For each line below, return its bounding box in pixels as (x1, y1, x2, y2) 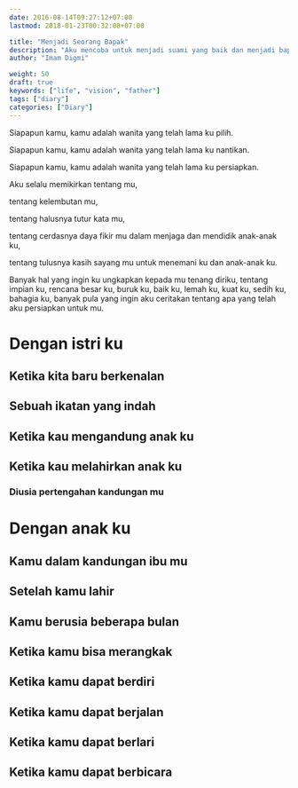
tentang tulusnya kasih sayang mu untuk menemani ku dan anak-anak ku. (9, 256, 278, 267)
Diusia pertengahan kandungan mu (9, 485, 164, 498)
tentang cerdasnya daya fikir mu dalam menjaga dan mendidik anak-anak (9, 230, 278, 240)
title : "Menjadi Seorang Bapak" (9, 37, 129, 46)
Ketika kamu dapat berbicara (9, 765, 173, 780)
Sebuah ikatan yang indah (9, 398, 157, 414)
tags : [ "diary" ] (9, 94, 69, 103)
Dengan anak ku (9, 518, 131, 539)
